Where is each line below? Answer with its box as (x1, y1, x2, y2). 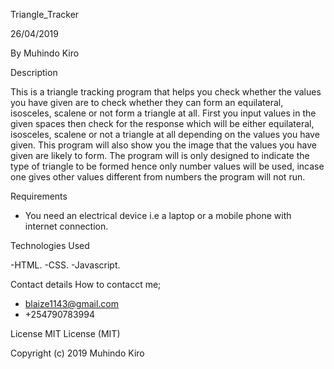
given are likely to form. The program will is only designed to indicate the (10, 150, 310, 161)
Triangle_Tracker (10, 9, 80, 20)
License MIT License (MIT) (10, 328, 121, 339)
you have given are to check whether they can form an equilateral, (10, 97, 284, 108)
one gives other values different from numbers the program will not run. (10, 171, 306, 183)
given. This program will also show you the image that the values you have (10, 139, 317, 151)
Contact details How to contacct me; (10, 279, 162, 290)
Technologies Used (10, 240, 90, 251)
